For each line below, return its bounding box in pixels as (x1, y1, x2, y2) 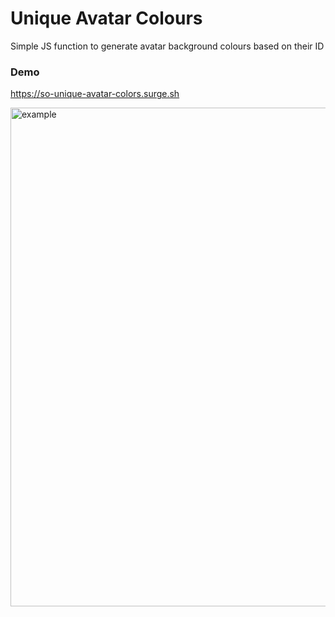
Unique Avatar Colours (10, 7, 203, 30)
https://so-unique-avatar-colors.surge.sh (10, 88, 180, 100)
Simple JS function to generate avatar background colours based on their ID (10, 40, 325, 52)
